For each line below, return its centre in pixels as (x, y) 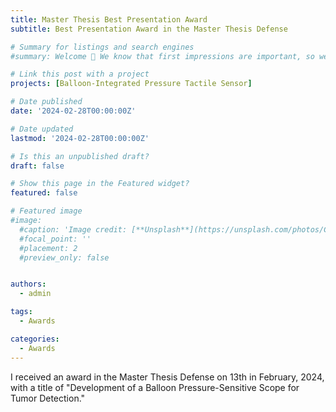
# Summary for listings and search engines (102, 47)
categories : (35, 339)
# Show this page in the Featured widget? (100, 184)
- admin (35, 294)
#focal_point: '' (55, 239)
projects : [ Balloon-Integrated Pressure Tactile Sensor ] (131, 84)
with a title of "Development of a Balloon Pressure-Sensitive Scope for (155, 387)
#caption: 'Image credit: (73, 229)
